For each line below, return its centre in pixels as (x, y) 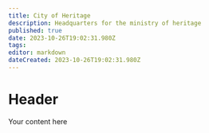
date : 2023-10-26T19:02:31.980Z (62, 38)
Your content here (38, 121)
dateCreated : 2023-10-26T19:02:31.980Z (75, 61)
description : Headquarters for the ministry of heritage (105, 23)
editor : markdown (37, 53)
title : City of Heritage (49, 16)
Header (33, 100)
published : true (35, 30)
